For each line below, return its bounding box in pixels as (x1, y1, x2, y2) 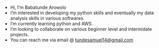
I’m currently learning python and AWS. (10, 20, 93, 27)
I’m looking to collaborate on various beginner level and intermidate (10, 26, 152, 32)
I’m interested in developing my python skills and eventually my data (10, 10, 154, 16)
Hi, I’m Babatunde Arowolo (10, 5, 66, 10)
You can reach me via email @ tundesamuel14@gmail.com (10, 37, 133, 43)
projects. (10, 32, 29, 37)
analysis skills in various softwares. (10, 15, 85, 21)
